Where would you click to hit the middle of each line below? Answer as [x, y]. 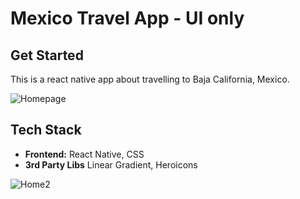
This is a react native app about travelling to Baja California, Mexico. [150, 79]
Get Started [47, 55]
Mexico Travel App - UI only [127, 18]
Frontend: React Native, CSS [84, 154]
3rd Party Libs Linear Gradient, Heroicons [111, 164]
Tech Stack [46, 130]
